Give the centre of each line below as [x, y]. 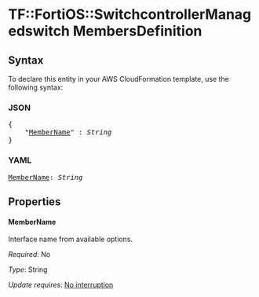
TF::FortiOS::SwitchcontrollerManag [130, 15]
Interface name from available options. [71, 239]
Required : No [29, 255]
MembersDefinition [137, 31]
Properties [35, 202]
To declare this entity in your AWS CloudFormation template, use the [119, 79]
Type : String [28, 269]
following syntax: [36, 87]
